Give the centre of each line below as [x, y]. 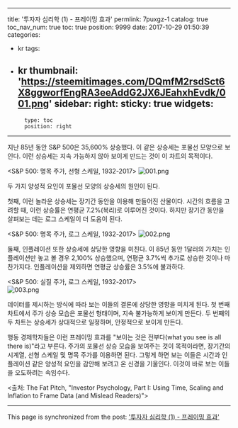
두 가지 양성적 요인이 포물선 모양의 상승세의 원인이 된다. [84, 186]
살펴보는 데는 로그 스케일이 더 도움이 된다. [65, 219]
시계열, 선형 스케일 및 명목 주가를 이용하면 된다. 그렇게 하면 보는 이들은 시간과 [114, 354]
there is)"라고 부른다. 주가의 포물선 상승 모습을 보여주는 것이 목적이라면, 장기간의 [119, 346]
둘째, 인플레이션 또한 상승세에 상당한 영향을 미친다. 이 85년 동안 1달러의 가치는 [115, 249]
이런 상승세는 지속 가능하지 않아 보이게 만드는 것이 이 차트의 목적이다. [118, 156]
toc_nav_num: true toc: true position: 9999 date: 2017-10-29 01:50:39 [108, 27]
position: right [48, 126]
